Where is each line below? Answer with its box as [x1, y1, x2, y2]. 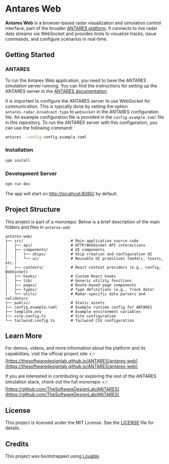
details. [5, 425, 21, 431]
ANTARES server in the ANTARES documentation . [5, 88, 108, 94]
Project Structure [5, 205, 61, 214]
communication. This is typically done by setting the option [5, 103, 128, 109]
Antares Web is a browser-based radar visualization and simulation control [5, 20, 161, 26]
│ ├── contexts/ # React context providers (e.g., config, [5, 265, 161, 270]
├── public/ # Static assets [5, 300, 105, 305]
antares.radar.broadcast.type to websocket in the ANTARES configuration [5, 108, 159, 114]
